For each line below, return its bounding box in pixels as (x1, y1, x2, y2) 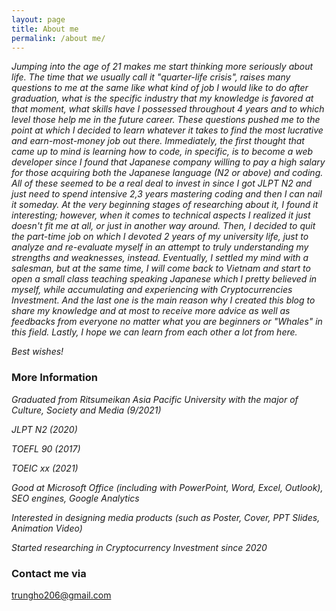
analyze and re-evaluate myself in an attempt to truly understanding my (11, 241, 309, 253)
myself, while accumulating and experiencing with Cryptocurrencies (11, 284, 293, 296)
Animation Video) (11, 522, 83, 534)
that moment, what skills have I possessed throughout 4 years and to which (11, 103, 325, 115)
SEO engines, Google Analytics (11, 492, 140, 504)
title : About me (11, 24, 79, 34)
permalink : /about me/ (11, 33, 106, 43)
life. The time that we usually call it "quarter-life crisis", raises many (11, 71, 291, 83)
